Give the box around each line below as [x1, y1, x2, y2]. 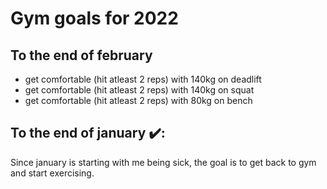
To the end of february [10, 47, 153, 64]
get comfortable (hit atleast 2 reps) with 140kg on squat [24, 84, 255, 96]
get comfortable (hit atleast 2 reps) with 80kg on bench [24, 95, 253, 106]
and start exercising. [10, 167, 95, 179]
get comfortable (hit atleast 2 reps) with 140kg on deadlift [24, 73, 262, 85]
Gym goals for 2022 [10, 7, 179, 30]
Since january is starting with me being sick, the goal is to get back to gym [10, 156, 317, 168]
